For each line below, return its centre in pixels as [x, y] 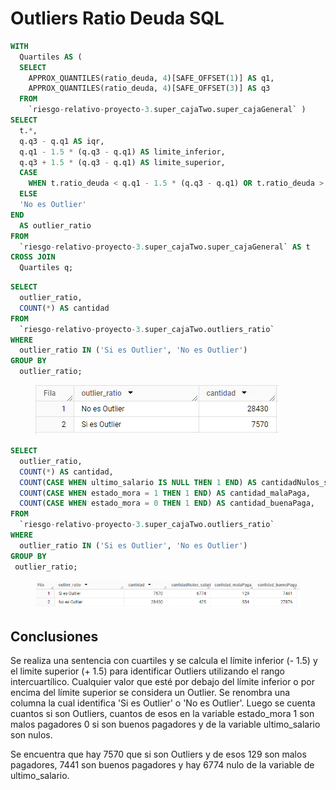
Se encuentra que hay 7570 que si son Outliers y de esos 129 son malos [158, 754]
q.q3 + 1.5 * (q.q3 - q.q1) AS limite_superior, [122, 162]
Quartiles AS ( [51, 57]
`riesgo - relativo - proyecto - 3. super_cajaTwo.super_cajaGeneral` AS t [165, 247]
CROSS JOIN [33, 257]
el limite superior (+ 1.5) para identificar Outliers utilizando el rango [148, 671]
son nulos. [31, 734]
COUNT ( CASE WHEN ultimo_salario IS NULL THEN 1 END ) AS [138, 482]
